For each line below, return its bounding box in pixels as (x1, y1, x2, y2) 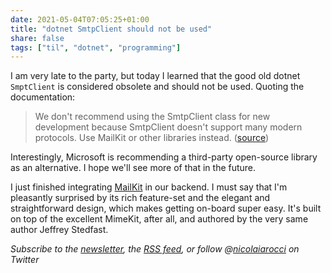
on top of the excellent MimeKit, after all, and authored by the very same (10, 213, 309, 225)
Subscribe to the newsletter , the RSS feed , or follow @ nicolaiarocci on (10, 243, 300, 255)
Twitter (10, 254, 40, 266)
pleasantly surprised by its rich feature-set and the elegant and (10, 192, 271, 204)
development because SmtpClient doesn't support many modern (34, 121, 303, 133)
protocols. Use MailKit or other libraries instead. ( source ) (34, 132, 270, 144)
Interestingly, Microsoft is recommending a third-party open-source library (10, 151, 318, 163)
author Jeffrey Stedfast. (10, 224, 109, 236)
